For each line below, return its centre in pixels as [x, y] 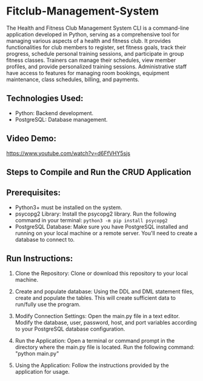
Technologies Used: [45, 98]
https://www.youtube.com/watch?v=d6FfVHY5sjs [68, 153]
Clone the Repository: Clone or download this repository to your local [101, 273]
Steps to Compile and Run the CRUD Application [99, 172]
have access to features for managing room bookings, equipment [88, 73]
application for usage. [42, 371]
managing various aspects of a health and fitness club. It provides [89, 41]
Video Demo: [31, 138]
